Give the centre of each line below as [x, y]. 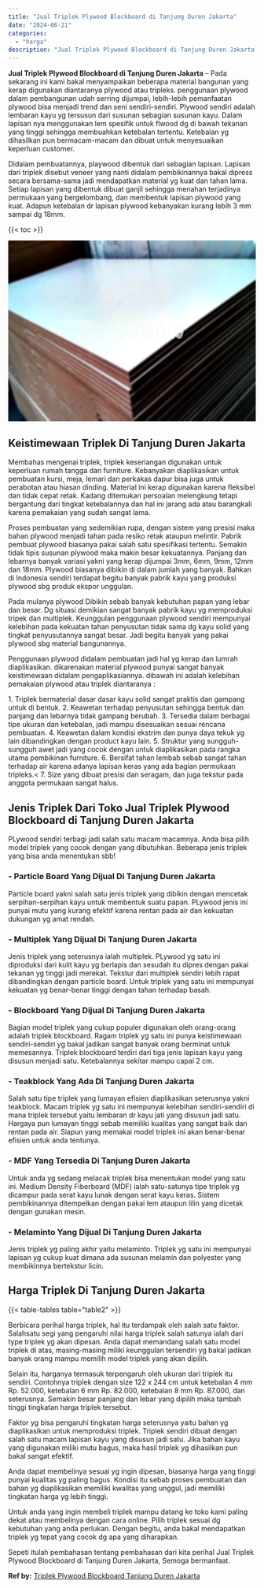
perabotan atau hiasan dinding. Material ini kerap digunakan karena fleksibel [132, 487]
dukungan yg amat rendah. [52, 919]
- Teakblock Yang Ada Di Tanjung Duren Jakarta [101, 1082]
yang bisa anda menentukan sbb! [62, 856]
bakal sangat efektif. [41, 1456]
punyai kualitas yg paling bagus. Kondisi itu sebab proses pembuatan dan [127, 1479]
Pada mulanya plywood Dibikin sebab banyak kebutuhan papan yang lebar [129, 602]
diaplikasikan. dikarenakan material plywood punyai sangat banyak [116, 667]
